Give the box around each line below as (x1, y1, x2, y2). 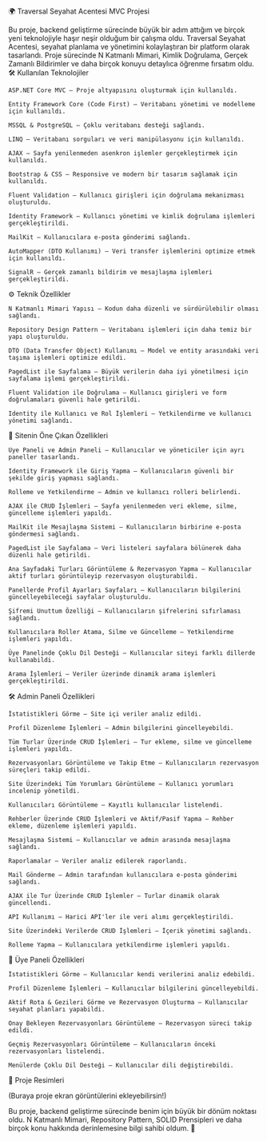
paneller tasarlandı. (8, 453, 81, 461)
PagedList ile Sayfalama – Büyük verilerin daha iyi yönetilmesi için (8, 368, 249, 376)
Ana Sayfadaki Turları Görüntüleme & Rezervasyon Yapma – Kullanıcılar (8, 565, 252, 573)
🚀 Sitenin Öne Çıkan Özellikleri (8, 431, 109, 440)
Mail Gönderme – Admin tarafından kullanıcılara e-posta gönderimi (8, 871, 238, 879)
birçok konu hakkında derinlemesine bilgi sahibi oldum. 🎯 (8, 1123, 196, 1133)
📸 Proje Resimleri (8, 1075, 65, 1085)
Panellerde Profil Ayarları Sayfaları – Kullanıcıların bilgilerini (8, 586, 241, 594)
